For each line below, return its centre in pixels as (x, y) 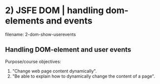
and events (69, 21)
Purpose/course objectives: (33, 62)
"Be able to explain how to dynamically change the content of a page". (83, 76)
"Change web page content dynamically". (54, 71)
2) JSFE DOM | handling (55, 10)
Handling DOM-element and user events (68, 50)
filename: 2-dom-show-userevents (41, 34)
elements (25, 21)
